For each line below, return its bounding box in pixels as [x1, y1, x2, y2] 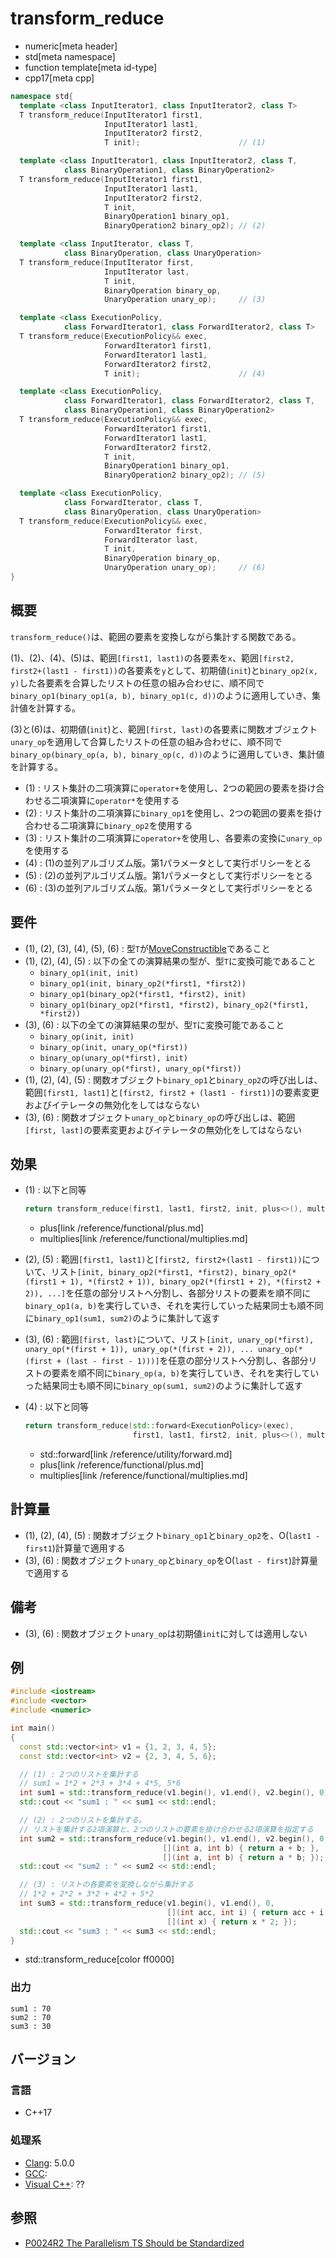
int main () [10, 1723, 56, 1734]
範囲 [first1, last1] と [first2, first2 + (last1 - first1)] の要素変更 [24, 1086, 320, 1098]
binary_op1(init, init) [39, 968, 140, 978]
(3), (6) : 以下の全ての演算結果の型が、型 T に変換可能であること [24, 1018, 285, 1031]
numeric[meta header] [24, 40, 118, 52]
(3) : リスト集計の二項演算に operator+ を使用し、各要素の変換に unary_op [24, 832, 323, 844]
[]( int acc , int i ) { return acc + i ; [166, 1907, 329, 1917]
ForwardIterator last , [104, 535, 199, 545]
